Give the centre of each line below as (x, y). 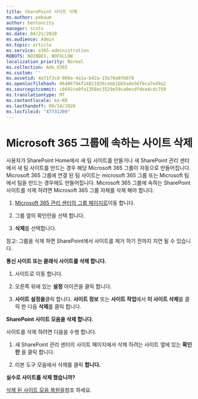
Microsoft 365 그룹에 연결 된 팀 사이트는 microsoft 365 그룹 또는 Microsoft (95, 175)
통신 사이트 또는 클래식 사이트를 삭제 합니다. (56, 261)
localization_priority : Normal (45, 61)
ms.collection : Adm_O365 (37, 67)
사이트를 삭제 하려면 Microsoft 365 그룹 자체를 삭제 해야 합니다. (80, 190)
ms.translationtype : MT (36, 95)
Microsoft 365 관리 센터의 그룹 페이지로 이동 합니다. (75, 203)
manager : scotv (25, 28)
